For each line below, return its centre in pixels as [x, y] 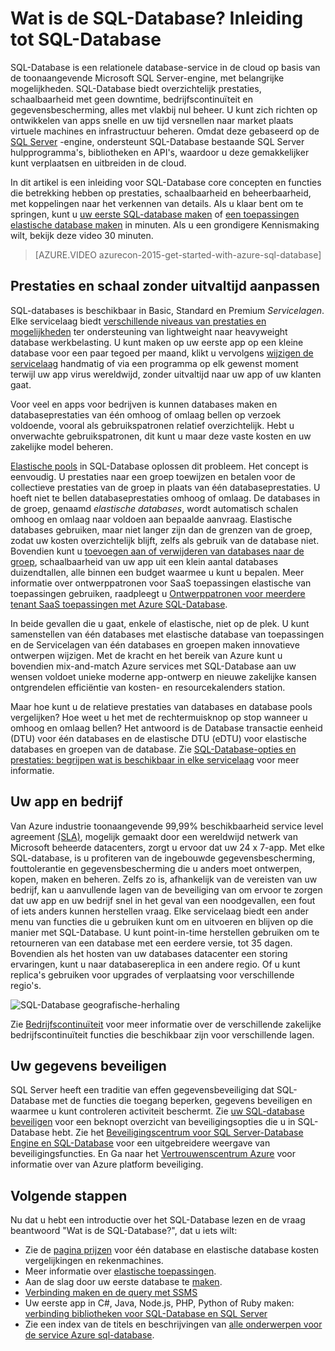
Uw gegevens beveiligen [88, 1065]
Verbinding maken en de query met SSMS [111, 1293]
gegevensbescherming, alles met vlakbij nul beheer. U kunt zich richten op [164, 109]
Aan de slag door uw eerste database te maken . [123, 1282]
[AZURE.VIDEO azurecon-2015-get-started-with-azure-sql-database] [178, 254]
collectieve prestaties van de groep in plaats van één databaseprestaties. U [165, 487]
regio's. [26, 985]
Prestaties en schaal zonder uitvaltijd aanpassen [165, 286]
